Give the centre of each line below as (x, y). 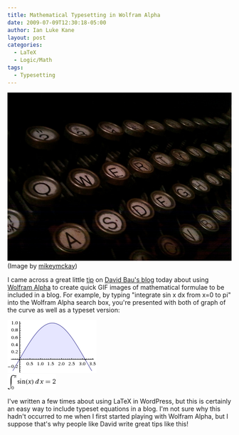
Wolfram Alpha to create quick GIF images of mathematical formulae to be (116, 287)
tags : (15, 68)
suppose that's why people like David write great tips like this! (98, 424)
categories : (25, 45)
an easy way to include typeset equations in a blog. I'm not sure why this (114, 409)
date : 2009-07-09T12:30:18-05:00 (57, 22)
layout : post (27, 38)
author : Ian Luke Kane (41, 30)
